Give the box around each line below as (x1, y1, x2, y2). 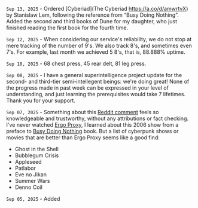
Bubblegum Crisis (14, 152, 59, 159)
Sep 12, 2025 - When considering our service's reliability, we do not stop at (6, 36, 192, 42)
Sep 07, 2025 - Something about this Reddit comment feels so (6, 109, 159, 115)
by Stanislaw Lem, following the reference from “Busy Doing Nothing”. (6, 11, 179, 19)
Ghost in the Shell (14, 146, 59, 152)
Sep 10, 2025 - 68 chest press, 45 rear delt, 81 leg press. (6, 60, 147, 67)
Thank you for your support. (6, 97, 76, 104)
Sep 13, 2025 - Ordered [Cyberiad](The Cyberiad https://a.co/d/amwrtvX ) (6, 5, 188, 12)
